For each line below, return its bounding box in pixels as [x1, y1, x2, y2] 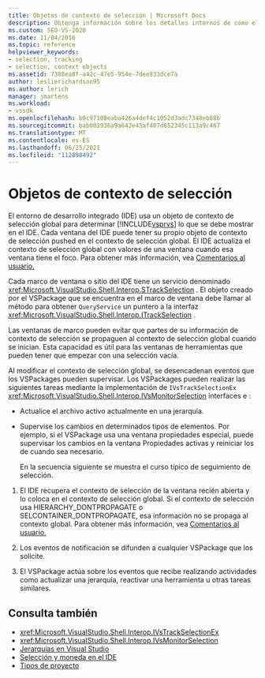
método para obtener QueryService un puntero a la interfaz [8, 302, 199, 312]
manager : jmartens [8, 92, 69, 100]
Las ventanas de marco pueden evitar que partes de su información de [8, 325, 239, 335]
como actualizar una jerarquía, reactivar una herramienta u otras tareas [19, 575, 251, 585]
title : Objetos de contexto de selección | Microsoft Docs [8, 11, 207, 20]
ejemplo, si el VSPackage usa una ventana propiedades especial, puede [19, 430, 254, 440]
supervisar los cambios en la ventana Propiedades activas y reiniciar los [19, 439, 255, 448]
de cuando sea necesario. [19, 447, 105, 456]
